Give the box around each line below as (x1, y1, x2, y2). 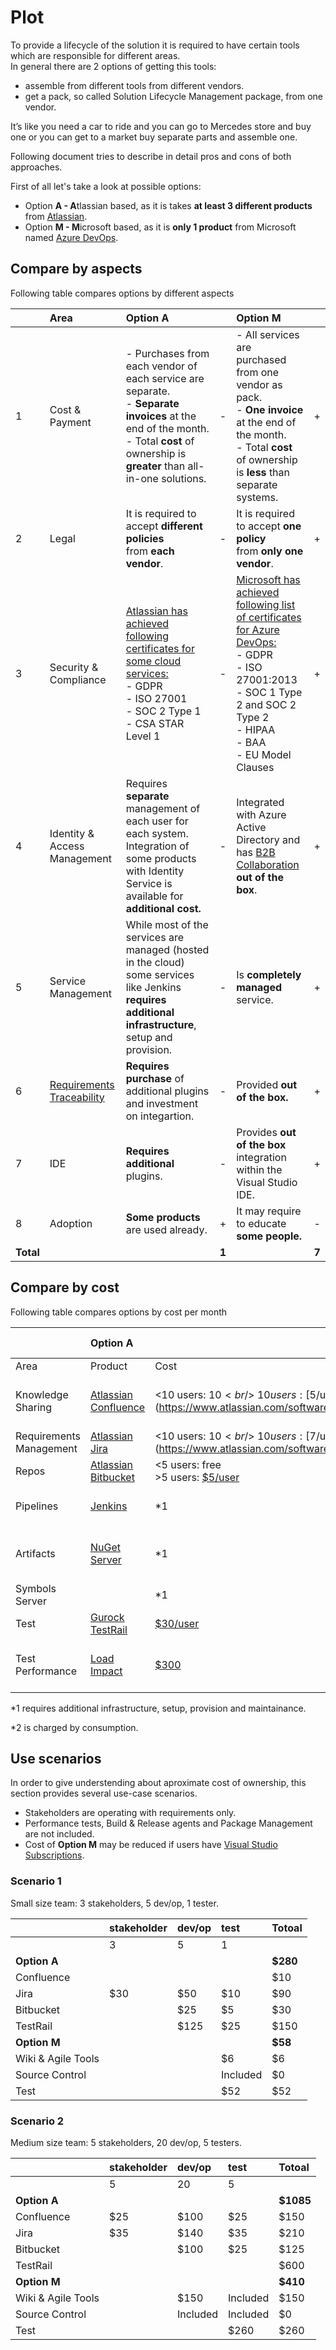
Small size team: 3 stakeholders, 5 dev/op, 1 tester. (10, 1897, 219, 1909)
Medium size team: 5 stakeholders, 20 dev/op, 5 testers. (10, 2136, 242, 2148)
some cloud (125, 654, 182, 668)
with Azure (236, 807, 287, 821)
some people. (236, 1229, 303, 1243)
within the (236, 1162, 283, 1176)
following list (236, 597, 296, 611)
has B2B (236, 845, 276, 859)
